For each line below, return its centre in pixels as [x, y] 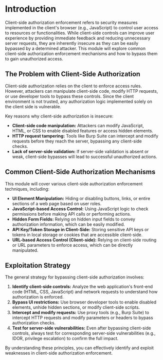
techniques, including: [27, 189]
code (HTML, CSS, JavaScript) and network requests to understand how [85, 292]
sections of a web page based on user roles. [57, 203]
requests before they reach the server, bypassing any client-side [77, 141]
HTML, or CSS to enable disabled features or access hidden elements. [82, 131]
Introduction [31, 9]
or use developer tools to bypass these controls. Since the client [69, 96]
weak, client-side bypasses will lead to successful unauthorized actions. [84, 157]
